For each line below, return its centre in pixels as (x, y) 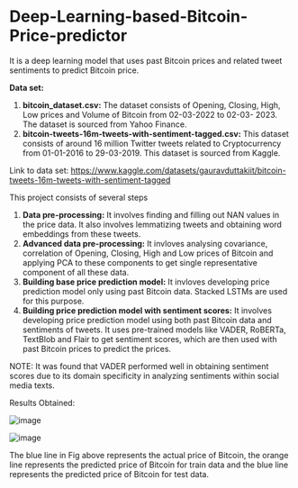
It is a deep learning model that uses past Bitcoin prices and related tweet (146, 60)
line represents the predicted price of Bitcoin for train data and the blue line (149, 465)
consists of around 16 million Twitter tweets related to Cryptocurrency (152, 143)
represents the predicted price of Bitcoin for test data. (109, 474)
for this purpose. (53, 301)
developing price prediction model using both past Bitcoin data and (147, 320)
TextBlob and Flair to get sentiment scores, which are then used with (149, 339)
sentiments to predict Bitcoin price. (74, 70)
